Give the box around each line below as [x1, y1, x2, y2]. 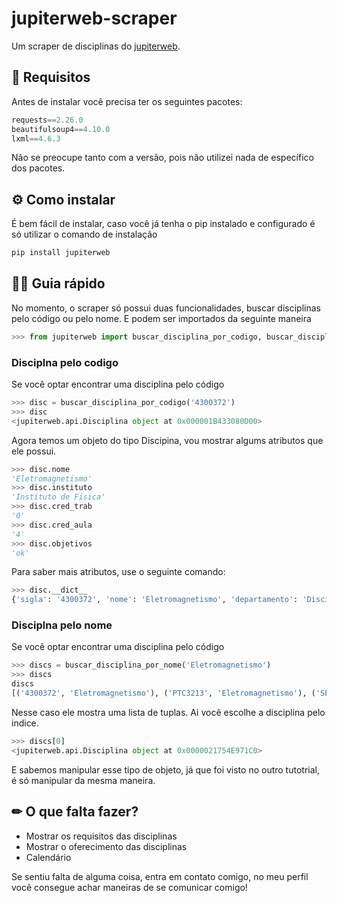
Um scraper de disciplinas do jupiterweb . [11, 40, 181, 52]
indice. [11, 717, 39, 729]
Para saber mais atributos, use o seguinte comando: [11, 566, 226, 578]
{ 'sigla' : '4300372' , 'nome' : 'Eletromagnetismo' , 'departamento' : [11, 595, 299, 605]
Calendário [25, 851, 72, 863]
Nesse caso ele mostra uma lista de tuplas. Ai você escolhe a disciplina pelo [11, 706, 326, 718]
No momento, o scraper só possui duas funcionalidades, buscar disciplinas [11, 302, 321, 314]
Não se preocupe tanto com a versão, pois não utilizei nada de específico [11, 152, 314, 164]
